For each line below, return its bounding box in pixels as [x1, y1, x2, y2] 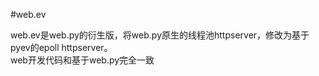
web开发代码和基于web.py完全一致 [10, 54, 155, 66]
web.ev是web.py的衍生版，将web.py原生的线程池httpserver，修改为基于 [10, 29, 310, 41]
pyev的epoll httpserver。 [10, 42, 113, 53]
